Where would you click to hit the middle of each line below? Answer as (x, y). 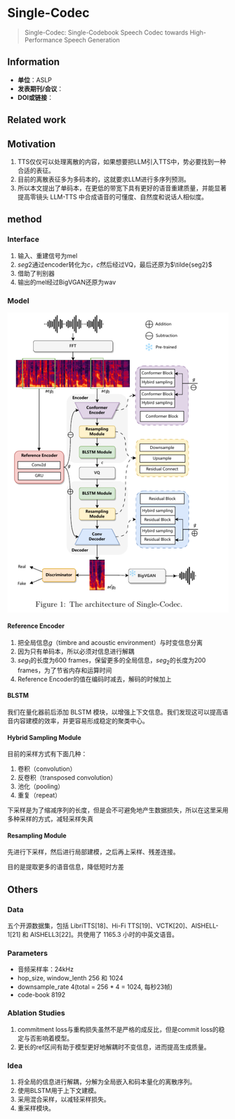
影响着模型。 (55, 1038)
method (25, 219)
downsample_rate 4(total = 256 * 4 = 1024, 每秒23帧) (95, 987)
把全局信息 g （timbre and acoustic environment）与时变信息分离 (110, 643)
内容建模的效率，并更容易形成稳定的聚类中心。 (81, 721)
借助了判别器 (36, 273)
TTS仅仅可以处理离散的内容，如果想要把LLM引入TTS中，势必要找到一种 (122, 161)
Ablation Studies (36, 1013)
